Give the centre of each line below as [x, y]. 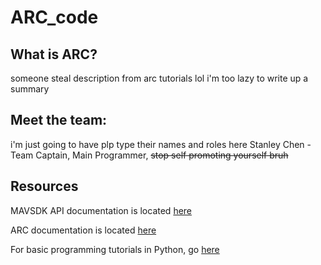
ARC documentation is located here [83, 230]
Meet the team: [59, 120]
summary [30, 89]
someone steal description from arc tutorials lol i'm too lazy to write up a [159, 78]
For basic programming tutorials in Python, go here [115, 249]
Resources [44, 186]
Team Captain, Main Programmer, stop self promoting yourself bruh [149, 155]
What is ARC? [54, 54]
